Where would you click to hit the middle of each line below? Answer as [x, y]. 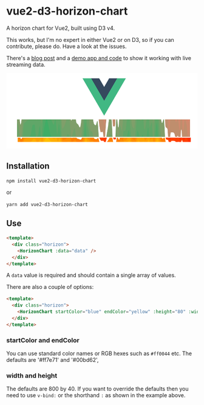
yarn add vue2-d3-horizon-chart [47, 205]
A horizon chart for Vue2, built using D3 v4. [61, 28]
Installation [28, 166]
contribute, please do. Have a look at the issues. [66, 46]
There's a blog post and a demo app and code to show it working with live [99, 58]
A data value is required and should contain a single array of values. [91, 275]
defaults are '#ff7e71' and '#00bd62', [53, 360]
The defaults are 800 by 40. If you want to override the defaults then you [97, 389]
